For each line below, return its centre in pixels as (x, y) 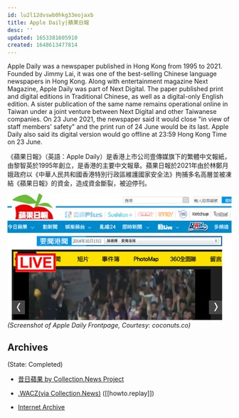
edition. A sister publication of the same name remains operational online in (118, 104)
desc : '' (20, 30)
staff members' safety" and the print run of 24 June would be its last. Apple (118, 127)
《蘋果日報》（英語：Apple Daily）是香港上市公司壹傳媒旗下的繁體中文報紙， (119, 157)
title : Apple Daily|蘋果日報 (48, 22)
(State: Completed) (35, 365)
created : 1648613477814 (43, 45)
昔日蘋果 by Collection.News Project (71, 379)
